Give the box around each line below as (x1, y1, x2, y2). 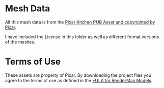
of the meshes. (5, 39, 36, 44)
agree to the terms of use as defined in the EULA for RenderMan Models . (5, 77, 153, 83)
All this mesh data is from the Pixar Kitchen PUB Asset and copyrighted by (5, 19, 156, 25)
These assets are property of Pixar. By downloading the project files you (5, 72, 151, 78)
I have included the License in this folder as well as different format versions (5, 34, 159, 40)
